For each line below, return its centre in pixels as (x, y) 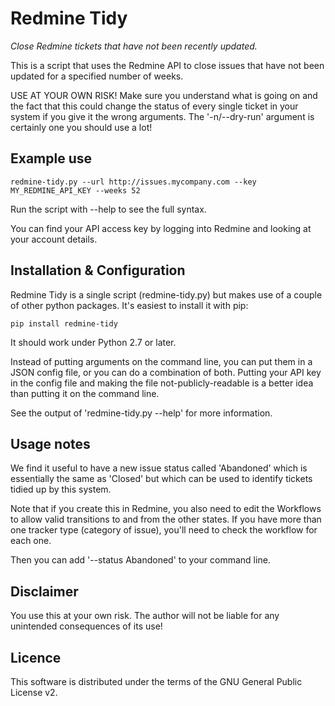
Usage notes (50, 443)
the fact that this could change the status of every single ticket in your (154, 106)
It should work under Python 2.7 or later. (93, 342)
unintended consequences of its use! (86, 626)
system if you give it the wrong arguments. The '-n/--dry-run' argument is (162, 116)
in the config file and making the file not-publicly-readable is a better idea (162, 383)
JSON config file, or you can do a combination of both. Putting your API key (166, 372)
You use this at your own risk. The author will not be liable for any (145, 616)
